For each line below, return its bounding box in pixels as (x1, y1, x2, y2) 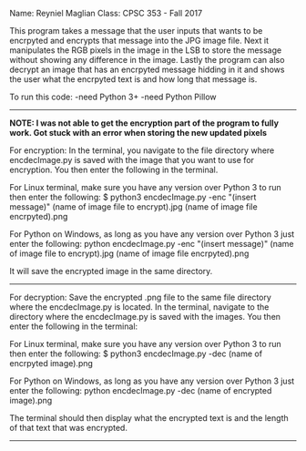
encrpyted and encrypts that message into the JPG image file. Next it (9, 36, 269, 46)
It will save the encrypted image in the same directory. (9, 266, 213, 276)
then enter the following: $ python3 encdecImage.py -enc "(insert (9, 191, 257, 202)
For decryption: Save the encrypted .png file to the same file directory (9, 292, 271, 302)
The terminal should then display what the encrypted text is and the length (9, 413, 289, 423)
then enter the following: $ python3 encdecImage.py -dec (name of (9, 348, 262, 359)
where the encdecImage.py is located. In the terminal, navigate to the (9, 302, 270, 313)
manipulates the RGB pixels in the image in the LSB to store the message (9, 45, 282, 56)
